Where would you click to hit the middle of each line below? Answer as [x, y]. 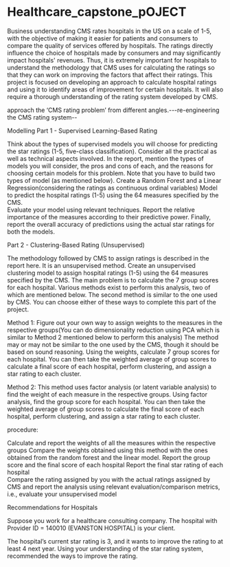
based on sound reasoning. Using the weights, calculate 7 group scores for [113, 352]
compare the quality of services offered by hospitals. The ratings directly [110, 45]
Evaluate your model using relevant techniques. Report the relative [101, 210]
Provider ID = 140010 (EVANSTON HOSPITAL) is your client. [91, 528]
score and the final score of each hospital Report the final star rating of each [115, 465]
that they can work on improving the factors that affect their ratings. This [110, 75]
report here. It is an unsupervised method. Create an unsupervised [101, 265]
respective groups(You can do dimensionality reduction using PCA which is [113, 330]
